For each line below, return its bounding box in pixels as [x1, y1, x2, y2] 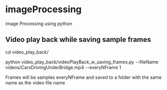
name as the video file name [5, 79, 65, 85]
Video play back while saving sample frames [5, 35, 152, 44]
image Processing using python [5, 20, 72, 27]
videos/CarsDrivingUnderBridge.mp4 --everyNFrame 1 [5, 64, 122, 70]
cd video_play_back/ [5, 49, 49, 55]
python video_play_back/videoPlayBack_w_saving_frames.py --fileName [5, 59, 159, 65]
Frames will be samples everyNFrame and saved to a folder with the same [5, 74, 162, 80]
